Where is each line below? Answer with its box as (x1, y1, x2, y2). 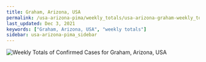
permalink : (6, 15, 34, 21)
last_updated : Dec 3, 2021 (6, 20, 75, 26)
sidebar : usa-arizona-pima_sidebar (6, 32, 97, 38)
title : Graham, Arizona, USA (6, 9, 81, 15)
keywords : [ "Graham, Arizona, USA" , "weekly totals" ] (6, 26, 147, 33)
